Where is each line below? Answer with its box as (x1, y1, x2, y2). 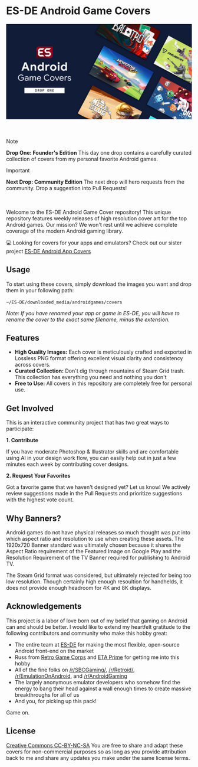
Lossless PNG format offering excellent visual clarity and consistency (14, 355, 183, 362)
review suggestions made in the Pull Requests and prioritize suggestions (6, 490, 183, 497)
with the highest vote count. (6, 496, 74, 503)
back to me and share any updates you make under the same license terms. (6, 754, 190, 761)
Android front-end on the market (14, 647, 94, 654)
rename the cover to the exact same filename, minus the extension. (6, 316, 170, 323)
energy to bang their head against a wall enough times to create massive (14, 685, 192, 692)
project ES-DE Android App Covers (6, 247, 91, 254)
